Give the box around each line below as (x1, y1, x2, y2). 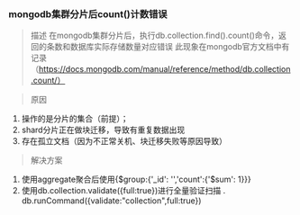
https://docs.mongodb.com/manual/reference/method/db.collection (38, 64, 291, 75)
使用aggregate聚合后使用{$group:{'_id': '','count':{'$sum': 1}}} (21, 174, 251, 185)
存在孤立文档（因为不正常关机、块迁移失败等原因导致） (21, 136, 227, 147)
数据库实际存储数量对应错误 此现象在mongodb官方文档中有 (69, 41, 290, 52)
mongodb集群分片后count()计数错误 (8, 7, 168, 20)
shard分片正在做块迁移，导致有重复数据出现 (21, 124, 186, 136)
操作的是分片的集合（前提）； (21, 113, 129, 124)
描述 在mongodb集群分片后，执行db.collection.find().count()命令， (30, 30, 279, 41)
